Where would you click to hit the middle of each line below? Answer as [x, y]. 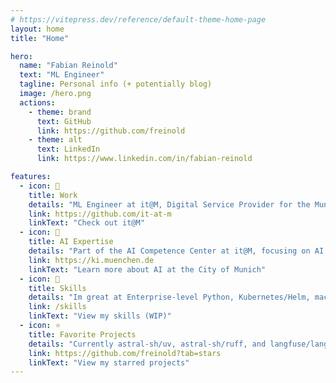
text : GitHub [64, 121]
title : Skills [57, 288]
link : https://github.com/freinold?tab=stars [125, 353]
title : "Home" [40, 38]
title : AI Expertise [71, 242]
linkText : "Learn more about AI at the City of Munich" [147, 269]
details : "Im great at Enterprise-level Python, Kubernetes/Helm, [169, 297]
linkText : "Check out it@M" [86, 223]
